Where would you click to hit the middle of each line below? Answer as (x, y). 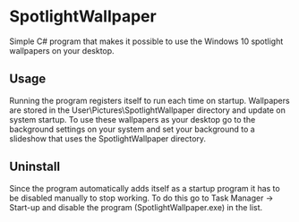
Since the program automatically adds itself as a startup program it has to (145, 188)
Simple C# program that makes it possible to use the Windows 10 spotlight (146, 41)
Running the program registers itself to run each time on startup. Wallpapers (149, 100)
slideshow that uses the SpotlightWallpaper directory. (108, 138)
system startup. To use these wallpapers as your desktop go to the (132, 119)
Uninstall (35, 167)
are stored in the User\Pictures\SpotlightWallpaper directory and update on (148, 110)
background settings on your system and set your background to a (132, 129)
